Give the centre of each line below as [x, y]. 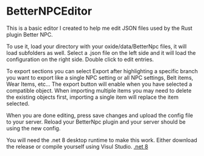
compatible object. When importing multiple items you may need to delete [99, 90]
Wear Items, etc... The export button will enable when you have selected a [99, 84]
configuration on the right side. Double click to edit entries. [80, 59]
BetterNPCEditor [49, 11]
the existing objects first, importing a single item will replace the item [92, 97]
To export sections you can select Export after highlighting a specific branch [102, 71]
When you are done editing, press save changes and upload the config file [100, 115]
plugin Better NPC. [30, 34]
